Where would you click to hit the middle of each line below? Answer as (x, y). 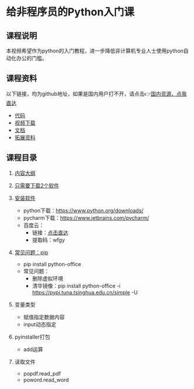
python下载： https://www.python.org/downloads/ (83, 210)
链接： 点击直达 (50, 232)
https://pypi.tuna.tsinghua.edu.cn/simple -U (85, 292)
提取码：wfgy (49, 240)
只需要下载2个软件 (37, 185)
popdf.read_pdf (42, 373)
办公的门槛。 (32, 58)
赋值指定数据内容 (44, 317)
